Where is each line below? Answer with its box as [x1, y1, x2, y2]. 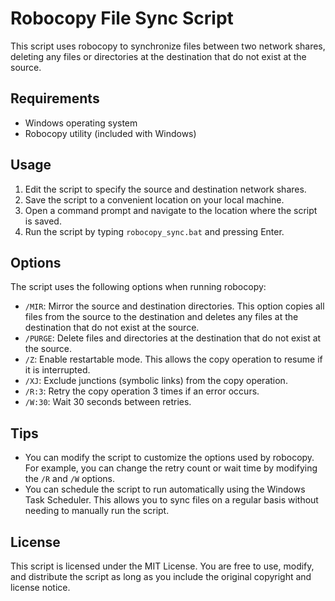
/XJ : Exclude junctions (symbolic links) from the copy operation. [24, 375, 288, 387]
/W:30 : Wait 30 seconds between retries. [24, 396, 192, 408]
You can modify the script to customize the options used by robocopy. [24, 452, 315, 464]
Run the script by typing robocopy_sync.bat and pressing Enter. [24, 225, 285, 237]
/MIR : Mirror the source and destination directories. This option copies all [24, 300, 325, 312]
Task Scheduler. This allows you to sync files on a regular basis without [24, 494, 319, 506]
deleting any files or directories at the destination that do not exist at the [10, 50, 307, 62]
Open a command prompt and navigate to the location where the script [24, 204, 318, 216]
